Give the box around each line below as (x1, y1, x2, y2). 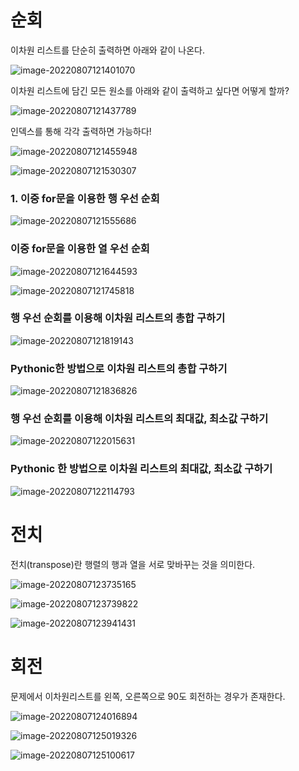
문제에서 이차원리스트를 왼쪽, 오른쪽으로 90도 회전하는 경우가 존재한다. (10, 690, 286, 702)
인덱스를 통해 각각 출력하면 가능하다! (10, 125, 152, 137)
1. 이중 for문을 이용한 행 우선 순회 (10, 191, 160, 205)
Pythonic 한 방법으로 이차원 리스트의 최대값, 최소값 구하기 (10, 462, 273, 476)
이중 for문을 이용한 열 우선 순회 (10, 242, 150, 256)
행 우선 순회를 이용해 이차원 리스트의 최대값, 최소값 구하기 (10, 412, 269, 426)
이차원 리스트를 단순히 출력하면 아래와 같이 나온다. (10, 44, 206, 56)
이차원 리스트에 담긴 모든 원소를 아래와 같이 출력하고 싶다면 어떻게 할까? (10, 84, 290, 96)
